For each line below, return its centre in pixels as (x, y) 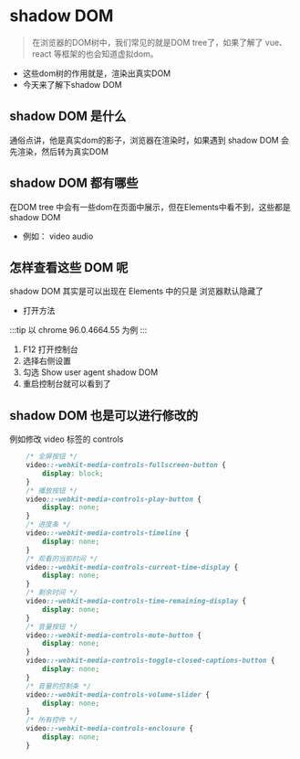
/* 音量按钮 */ (52, 626)
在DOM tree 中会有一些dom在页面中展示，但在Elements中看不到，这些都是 (150, 207)
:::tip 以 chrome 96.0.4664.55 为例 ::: (78, 330)
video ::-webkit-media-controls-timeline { (108, 533)
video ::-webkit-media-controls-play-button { (114, 499)
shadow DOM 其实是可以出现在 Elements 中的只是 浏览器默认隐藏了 (137, 291)
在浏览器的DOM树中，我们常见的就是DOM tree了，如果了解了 (147, 42)
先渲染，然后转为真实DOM (59, 151)
